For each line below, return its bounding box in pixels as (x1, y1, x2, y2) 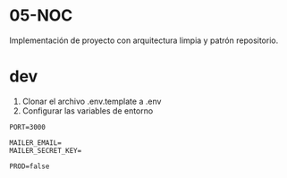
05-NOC (9, 5, 73, 26)
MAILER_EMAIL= (9, 138, 63, 148)
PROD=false (9, 162, 50, 171)
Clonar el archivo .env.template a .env (21, 96, 162, 106)
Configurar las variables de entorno (21, 105, 154, 116)
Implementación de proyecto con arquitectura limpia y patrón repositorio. (9, 35, 279, 46)
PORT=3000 (9, 123, 46, 131)
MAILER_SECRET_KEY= (9, 146, 82, 155)
